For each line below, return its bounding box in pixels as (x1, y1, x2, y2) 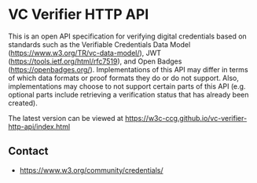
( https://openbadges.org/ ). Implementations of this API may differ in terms (8, 64, 249, 74)
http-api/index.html (8, 122, 71, 131)
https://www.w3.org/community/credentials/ (19, 165, 163, 174)
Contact (8, 145, 49, 158)
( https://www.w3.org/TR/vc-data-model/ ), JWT (8, 48, 162, 57)
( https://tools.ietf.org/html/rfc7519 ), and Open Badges (8, 57, 182, 66)
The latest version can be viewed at (8, 113, 123, 123)
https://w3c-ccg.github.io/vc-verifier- (124, 113, 248, 123)
